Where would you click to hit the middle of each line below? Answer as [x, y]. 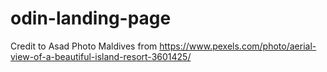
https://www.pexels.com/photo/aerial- [238, 46]
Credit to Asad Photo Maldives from [84, 46]
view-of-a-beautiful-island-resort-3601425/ [101, 56]
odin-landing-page [91, 18]
